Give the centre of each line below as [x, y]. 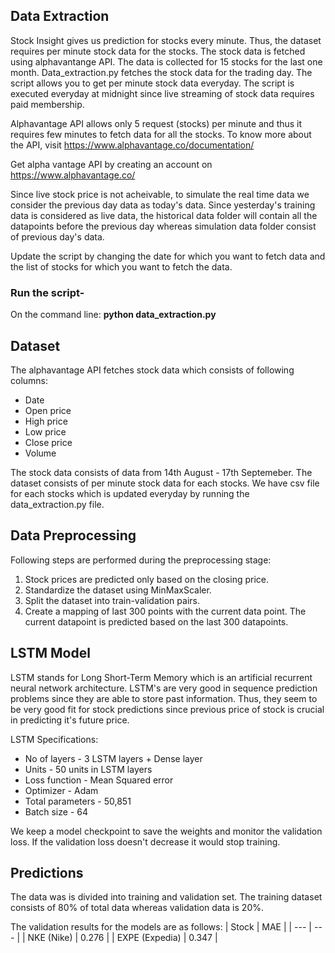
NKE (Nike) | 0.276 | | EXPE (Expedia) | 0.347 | [122, 938]
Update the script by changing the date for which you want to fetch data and [168, 256]
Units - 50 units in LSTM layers [88, 769]
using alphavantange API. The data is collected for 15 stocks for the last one [166, 61]
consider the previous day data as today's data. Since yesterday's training [163, 205]
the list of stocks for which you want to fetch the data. [121, 266]
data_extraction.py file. [57, 504]
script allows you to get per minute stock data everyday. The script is [152, 83]
